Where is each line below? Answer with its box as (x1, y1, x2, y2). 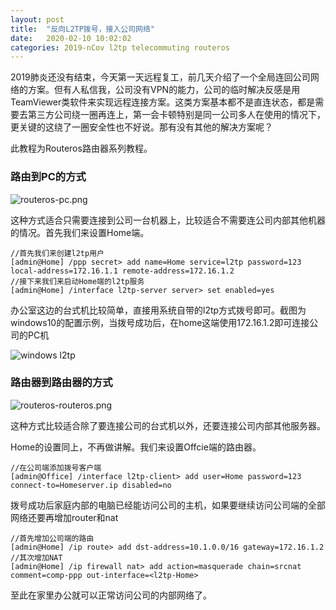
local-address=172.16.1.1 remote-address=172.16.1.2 (10, 266, 235, 276)
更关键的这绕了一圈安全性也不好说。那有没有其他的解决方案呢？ (10, 121, 273, 133)
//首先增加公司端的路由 (10, 533, 95, 543)
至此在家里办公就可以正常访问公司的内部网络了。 (10, 589, 212, 601)
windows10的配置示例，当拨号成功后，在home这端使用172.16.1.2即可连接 (10, 316, 310, 328)
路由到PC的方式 (10, 170, 87, 184)
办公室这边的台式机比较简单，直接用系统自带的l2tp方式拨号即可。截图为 (10, 304, 307, 316)
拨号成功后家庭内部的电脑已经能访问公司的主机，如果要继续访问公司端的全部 (10, 499, 326, 511)
